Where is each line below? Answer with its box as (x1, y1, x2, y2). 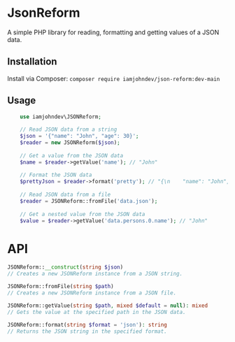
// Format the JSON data (20, 171, 92, 179)
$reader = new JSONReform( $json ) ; (20, 139, 120, 146)
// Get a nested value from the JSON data (20, 211, 145, 218)
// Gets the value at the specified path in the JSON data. (7, 308, 187, 315)
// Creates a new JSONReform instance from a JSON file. (7, 290, 177, 297)
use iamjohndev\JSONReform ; (20, 113, 101, 120)
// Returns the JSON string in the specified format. (7, 327, 168, 335)
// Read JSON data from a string (20, 126, 117, 134)
